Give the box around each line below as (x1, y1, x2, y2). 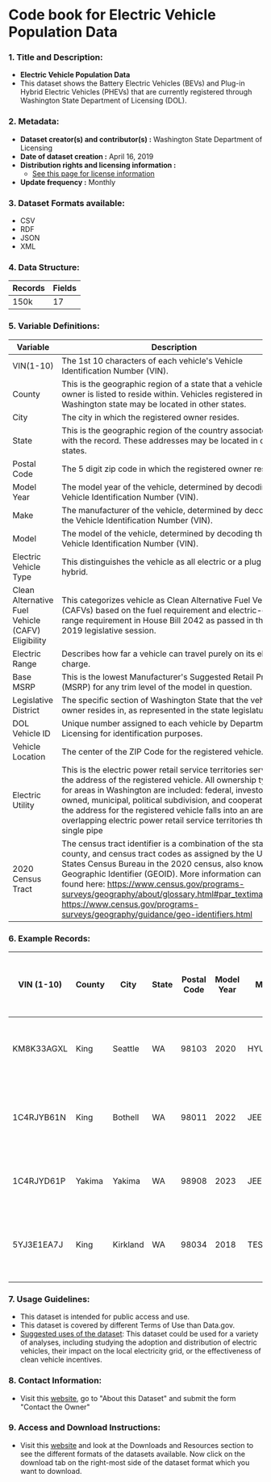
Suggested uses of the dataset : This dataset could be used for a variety (19, 1329, 259, 1339)
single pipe (61, 824, 103, 836)
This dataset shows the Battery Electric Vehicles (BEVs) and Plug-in (19, 78, 245, 88)
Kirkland (112, 1239, 144, 1250)
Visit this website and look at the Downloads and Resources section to (19, 1440, 254, 1450)
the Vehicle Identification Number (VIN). (61, 515, 213, 526)
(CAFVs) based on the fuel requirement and (61, 604, 227, 616)
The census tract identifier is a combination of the (61, 838, 250, 849)
